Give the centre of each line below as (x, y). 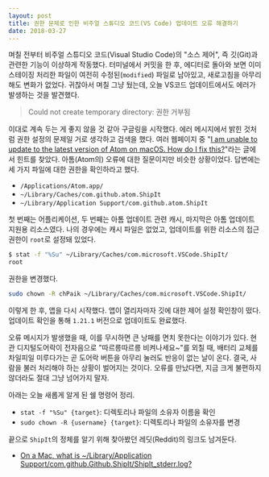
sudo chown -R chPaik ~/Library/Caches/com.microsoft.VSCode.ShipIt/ (128, 294)
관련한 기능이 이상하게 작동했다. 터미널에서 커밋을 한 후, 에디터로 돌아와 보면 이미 (135, 64)
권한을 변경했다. (33, 279)
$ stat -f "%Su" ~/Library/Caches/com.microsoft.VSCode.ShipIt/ (118, 255)
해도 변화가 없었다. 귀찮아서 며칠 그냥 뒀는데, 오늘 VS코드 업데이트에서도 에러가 (132, 85)
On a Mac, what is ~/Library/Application (86, 455)
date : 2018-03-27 (37, 31)
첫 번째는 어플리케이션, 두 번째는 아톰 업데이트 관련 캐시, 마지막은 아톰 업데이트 (132, 219)
